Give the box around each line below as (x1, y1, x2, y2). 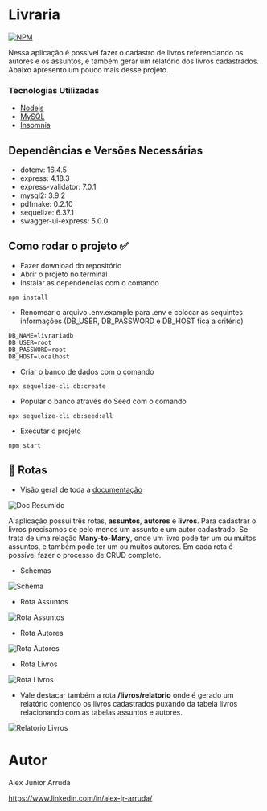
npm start (8, 441, 42, 449)
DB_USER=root (8, 338, 52, 346)
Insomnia (19, 121, 51, 130)
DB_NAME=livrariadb (8, 331, 74, 339)
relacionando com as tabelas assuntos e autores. (19, 707, 183, 717)
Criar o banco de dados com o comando (19, 367, 154, 376)
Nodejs (19, 103, 44, 113)
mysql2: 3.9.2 (19, 190, 66, 200)
